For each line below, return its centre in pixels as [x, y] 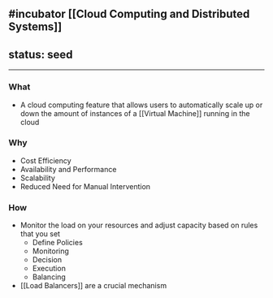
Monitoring [50, 251]
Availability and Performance [68, 169]
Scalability [37, 178]
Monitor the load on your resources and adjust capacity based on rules [139, 225]
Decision [47, 260]
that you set [40, 234]
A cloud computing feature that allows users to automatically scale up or [141, 105]
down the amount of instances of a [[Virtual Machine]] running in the [135, 113]
